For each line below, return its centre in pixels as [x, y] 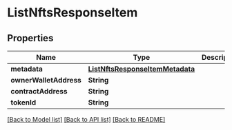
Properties [30, 38]
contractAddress [39, 91]
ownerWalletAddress [46, 80]
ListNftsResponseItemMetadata [142, 69]
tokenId [23, 102]
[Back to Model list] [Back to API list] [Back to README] [86, 119]
